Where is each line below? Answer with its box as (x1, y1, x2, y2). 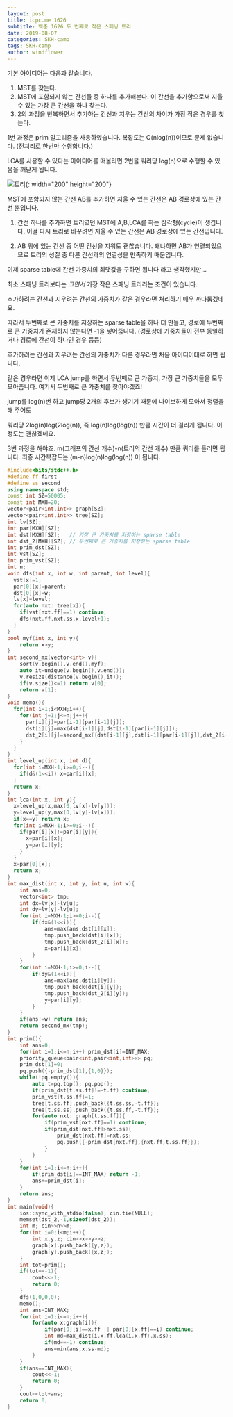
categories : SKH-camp (7, 36, 70, 43)
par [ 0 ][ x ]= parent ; (13, 583, 67, 590)
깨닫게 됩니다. (19, 165, 58, 174)
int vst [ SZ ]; (7, 550, 45, 558)
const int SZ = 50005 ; (7, 493, 67, 500)
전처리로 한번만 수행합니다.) (18, 142, 94, 150)
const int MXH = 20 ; (7, 499, 60, 506)
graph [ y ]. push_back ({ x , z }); (32, 1248, 113, 1255)
